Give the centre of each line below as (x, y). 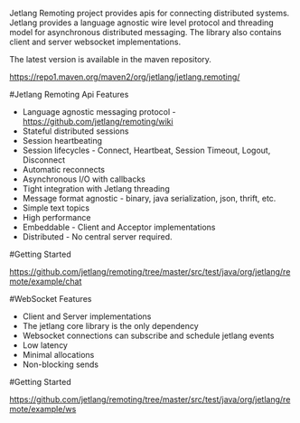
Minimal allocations (58, 355)
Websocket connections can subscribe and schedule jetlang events (148, 335)
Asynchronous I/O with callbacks (84, 179)
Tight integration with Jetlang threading (96, 188)
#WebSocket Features (51, 299)
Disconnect (44, 160)
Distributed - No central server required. (98, 237)
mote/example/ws (43, 409)
